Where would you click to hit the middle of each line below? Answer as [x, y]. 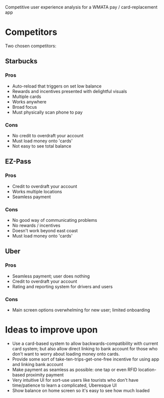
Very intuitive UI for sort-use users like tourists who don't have [75, 380]
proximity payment [45, 375]
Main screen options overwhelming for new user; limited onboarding [81, 310]
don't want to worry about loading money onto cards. [66, 354]
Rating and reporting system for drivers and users [62, 286]
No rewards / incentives [36, 225]
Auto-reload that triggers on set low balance [57, 86]
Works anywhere [29, 102]
